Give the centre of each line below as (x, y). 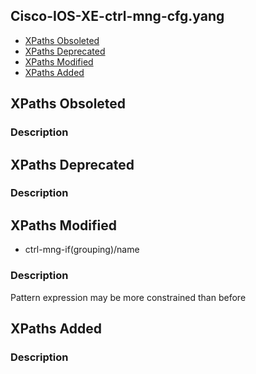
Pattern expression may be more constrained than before (128, 297)
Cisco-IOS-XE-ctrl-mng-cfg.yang (117, 16)
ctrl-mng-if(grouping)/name (82, 250)
